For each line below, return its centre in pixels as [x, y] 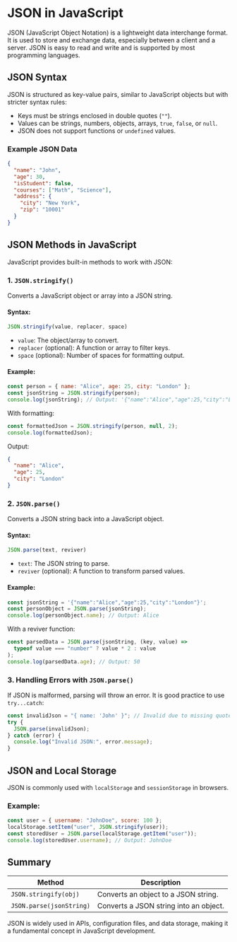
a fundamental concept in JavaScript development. [82, 931]
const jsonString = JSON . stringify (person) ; [74, 393]
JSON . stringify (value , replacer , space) [68, 327]
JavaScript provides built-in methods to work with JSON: [90, 262]
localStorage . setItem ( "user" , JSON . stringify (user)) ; [88, 827]
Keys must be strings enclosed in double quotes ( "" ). [95, 115]
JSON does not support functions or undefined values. [97, 130]
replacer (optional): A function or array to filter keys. [94, 347]
